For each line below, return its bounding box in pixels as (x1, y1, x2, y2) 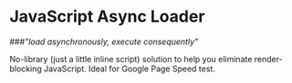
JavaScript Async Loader (9, 6, 205, 27)
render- (254, 53, 283, 64)
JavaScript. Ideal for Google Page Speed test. (44, 63, 216, 74)
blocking (9, 63, 43, 74)
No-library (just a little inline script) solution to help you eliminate (9, 53, 253, 64)
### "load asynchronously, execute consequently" (9, 36, 199, 47)
